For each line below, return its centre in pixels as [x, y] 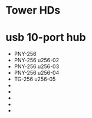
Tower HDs [33, 10]
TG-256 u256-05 [35, 79]
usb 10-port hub [46, 38]
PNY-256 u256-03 [37, 66]
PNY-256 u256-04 [37, 73]
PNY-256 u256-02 [37, 60]
